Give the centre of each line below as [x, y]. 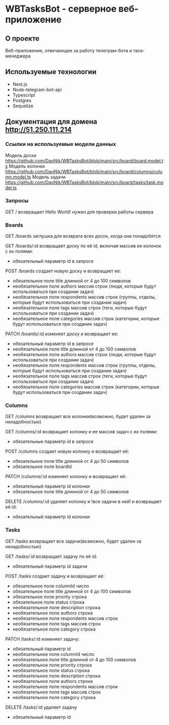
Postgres [22, 100]
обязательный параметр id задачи [50, 566]
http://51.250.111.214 [38, 130]
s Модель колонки [25, 166]
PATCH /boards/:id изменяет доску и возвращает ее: [62, 334]
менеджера [18, 56]
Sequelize [23, 106]
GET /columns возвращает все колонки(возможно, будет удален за [78, 417]
